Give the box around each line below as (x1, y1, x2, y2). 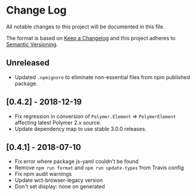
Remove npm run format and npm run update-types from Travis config (14, 164, 184, 171)
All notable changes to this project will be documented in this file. (6, 23, 165, 30)
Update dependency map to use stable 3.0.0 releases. (14, 125, 146, 132)
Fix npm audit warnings (14, 171, 72, 178)
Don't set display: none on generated (14, 183, 105, 190)
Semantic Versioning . (6, 41, 58, 48)
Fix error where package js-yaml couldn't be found (14, 158, 139, 165)
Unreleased (6, 58, 50, 68)
